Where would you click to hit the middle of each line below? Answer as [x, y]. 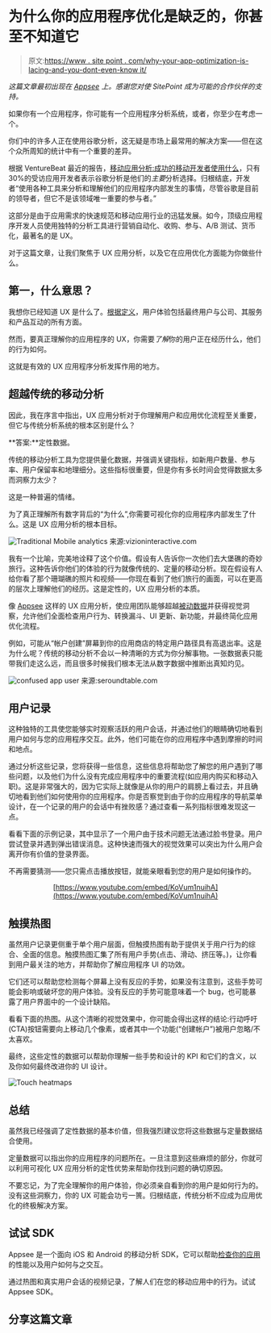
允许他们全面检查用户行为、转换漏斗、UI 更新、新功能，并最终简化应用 [140, 616]
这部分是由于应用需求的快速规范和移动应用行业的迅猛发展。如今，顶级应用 [132, 215]
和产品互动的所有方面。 [47, 322]
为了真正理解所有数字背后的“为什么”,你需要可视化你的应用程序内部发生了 [129, 514]
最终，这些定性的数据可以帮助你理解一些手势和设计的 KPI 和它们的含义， [129, 1056]
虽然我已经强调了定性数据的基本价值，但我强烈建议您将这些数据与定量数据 [132, 1131]
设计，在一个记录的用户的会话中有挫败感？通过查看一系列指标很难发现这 [128, 807]
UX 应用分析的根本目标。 [80, 524]
